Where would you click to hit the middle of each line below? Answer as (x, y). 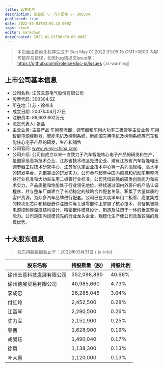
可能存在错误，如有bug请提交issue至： (56, 58)
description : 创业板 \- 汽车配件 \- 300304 (48, 14)
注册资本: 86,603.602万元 (38, 117)
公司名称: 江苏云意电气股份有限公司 (48, 93)
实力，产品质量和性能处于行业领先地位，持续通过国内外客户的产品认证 (87, 185)
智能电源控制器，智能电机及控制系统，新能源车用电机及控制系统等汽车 (83, 136)
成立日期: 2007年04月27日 (39, 111)
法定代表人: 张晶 (28, 123)
